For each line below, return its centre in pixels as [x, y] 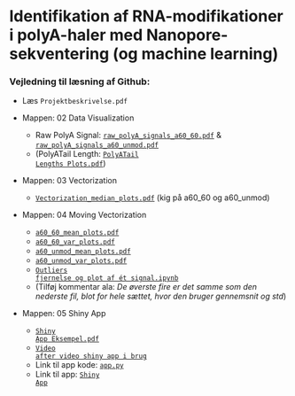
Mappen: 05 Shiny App [64, 314]
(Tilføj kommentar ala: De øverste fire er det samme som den [146, 287]
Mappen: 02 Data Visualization [78, 118]
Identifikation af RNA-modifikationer [146, 16]
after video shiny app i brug [91, 356]
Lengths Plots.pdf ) [70, 163]
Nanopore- [187, 35]
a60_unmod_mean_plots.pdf [83, 252]
